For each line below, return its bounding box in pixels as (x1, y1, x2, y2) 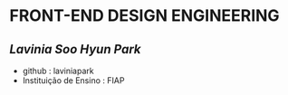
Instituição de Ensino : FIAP (22, 75, 125, 86)
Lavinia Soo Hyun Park (9, 42, 141, 57)
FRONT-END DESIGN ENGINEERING (9, 5, 280, 26)
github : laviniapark (22, 65, 94, 76)
